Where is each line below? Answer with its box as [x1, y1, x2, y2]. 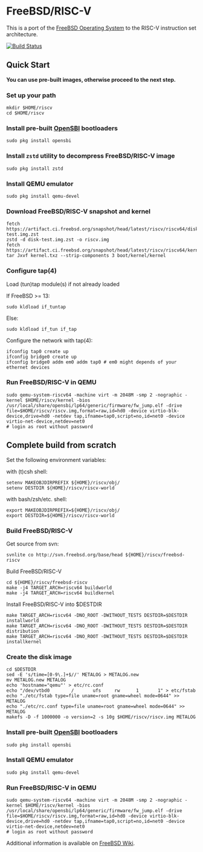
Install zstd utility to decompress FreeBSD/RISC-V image [6, 152, 175, 160]
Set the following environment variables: [6, 456, 107, 463]
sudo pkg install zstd [6, 165, 63, 172]
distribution [6, 628, 39, 634]
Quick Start [6, 60, 50, 70]
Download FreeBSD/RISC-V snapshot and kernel [6, 207, 151, 215]
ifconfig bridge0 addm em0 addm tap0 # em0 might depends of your [6, 359, 177, 365]
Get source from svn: [6, 540, 59, 547]
